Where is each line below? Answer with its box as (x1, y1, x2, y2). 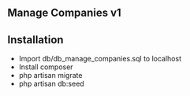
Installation (7, 33, 64, 46)
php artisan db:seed (18, 79, 84, 89)
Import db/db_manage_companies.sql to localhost (18, 54, 182, 64)
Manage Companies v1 (7, 6, 121, 20)
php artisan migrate (18, 71, 83, 80)
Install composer (18, 62, 73, 72)
